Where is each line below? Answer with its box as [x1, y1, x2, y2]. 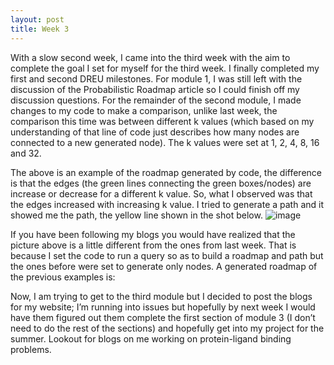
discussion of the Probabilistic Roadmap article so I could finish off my [10, 83, 300, 95]
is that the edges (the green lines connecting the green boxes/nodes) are [10, 177, 312, 189]
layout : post [10, 14, 65, 25]
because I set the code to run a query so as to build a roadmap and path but [10, 249, 324, 261]
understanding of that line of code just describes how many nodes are [10, 126, 300, 138]
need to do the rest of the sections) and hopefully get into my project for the [10, 322, 325, 334]
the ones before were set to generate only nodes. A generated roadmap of [10, 260, 318, 272]
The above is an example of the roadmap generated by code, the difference [10, 166, 322, 178]
